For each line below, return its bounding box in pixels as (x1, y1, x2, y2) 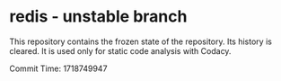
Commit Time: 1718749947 (9, 63, 108, 74)
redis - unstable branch (9, 6, 188, 27)
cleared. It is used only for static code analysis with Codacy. (9, 45, 232, 56)
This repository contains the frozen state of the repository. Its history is (9, 36, 272, 47)
